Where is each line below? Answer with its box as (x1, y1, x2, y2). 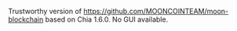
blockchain (8, 15, 44, 24)
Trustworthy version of (8, 7, 82, 15)
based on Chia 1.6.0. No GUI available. (45, 15, 169, 24)
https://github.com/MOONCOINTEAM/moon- (83, 7, 229, 15)
